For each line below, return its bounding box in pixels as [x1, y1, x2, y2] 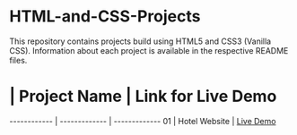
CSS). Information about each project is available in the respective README [9, 45, 289, 55]
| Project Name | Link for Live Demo [9, 87, 277, 106]
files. [9, 55, 28, 65]
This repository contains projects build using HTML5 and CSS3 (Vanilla [9, 36, 272, 46]
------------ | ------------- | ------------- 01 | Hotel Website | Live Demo [9, 115, 276, 126]
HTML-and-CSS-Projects [9, 6, 201, 27]
